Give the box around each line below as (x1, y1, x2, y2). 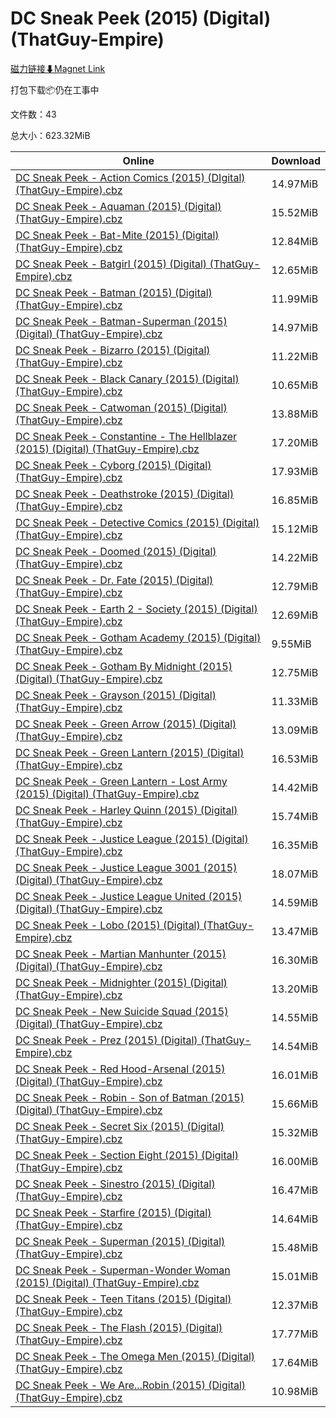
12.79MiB (271, 579, 319, 593)
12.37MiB (271, 1298, 319, 1312)
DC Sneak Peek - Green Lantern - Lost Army (15, 774, 228, 788)
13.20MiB (271, 982, 319, 996)
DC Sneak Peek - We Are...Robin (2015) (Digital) (15, 1378, 247, 1392)
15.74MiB (271, 809, 319, 823)
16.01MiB (271, 1068, 319, 1082)
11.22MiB (271, 349, 319, 363)
